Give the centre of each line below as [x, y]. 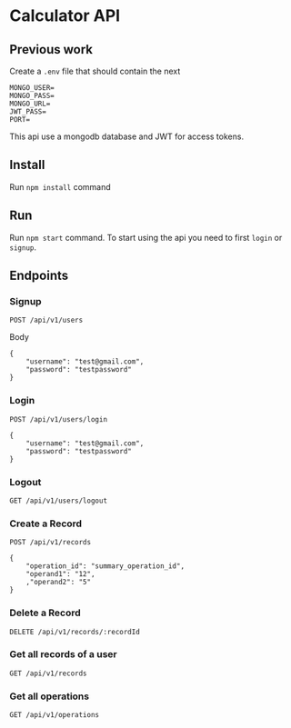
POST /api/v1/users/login [58, 419]
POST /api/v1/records [50, 543]
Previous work [51, 50]
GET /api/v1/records [49, 673]
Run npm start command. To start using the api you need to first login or [146, 237]
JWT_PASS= [28, 112]
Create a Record [46, 524]
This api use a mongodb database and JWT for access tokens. [126, 136]
